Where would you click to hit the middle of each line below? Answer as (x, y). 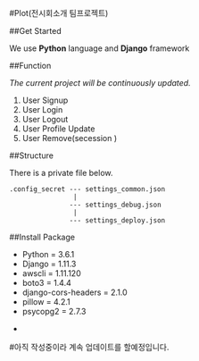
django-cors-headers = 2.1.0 (75, 292)
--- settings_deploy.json (117, 221)
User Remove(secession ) (70, 138)
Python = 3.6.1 (48, 254)
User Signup (45, 100)
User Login (42, 109)
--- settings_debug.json (116, 205)
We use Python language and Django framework (99, 48)
